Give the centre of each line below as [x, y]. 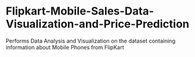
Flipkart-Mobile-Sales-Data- [80, 11]
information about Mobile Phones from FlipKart [65, 47]
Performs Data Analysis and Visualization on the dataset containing [91, 41]
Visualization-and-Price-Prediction [97, 24]
